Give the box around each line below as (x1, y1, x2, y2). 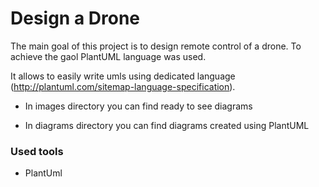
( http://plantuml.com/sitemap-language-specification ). (10, 80, 236, 92)
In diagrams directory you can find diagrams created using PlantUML (24, 119, 310, 131)
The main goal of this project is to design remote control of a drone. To (10, 40, 302, 52)
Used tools (10, 144, 64, 158)
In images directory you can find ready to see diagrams (24, 100, 253, 112)
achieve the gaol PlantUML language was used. (10, 50, 207, 62)
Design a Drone (10, 7, 141, 30)
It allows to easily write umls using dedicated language (10, 70, 236, 82)
